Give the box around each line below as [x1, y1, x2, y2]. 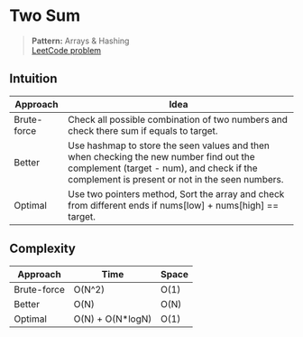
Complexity [9, 241, 77, 257]
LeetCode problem [31, 44, 102, 55]
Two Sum [9, 5, 81, 26]
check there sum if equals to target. [67, 124, 218, 136]
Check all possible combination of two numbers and [67, 113, 289, 126]
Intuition [9, 71, 58, 87]
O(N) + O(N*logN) [73, 313, 152, 325]
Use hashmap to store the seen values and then [67, 139, 271, 152]
